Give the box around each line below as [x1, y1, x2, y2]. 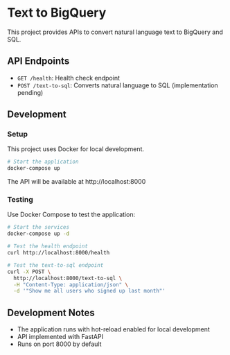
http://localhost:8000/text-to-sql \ [13, 275, 123, 282]
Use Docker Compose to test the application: [7, 210, 136, 219]
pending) [17, 88, 44, 96]
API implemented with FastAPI [17, 333, 104, 341]
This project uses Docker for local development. [7, 145, 144, 153]
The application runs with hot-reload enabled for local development [17, 325, 210, 334]
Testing [7, 195, 33, 205]
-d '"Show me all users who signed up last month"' [13, 288, 166, 295]
